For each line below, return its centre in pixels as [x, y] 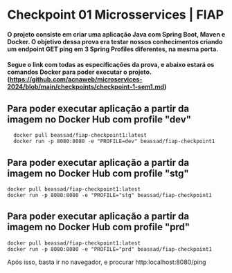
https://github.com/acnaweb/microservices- [76, 79]
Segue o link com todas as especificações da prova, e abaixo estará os [111, 65]
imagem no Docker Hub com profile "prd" [99, 227]
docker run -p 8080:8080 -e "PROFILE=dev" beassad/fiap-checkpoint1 [114, 142]
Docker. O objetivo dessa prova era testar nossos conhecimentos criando [115, 41]
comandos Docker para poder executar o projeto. [79, 72]
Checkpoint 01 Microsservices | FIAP [115, 15]
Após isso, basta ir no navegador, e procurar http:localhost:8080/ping [107, 262]
